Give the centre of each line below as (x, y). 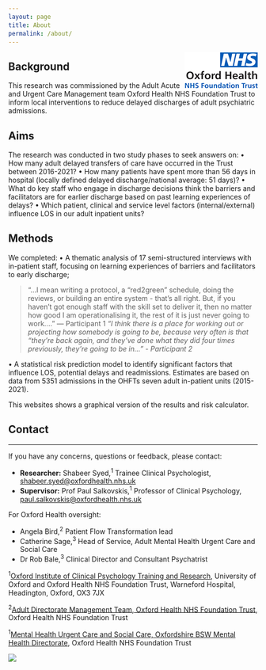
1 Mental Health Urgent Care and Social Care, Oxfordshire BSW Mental (122, 634)
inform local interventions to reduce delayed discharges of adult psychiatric (131, 102)
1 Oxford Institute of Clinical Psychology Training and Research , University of (132, 575)
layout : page (30, 17)
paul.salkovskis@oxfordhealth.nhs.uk (81, 499)
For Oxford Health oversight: (55, 514)
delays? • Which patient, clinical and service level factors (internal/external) (132, 205)
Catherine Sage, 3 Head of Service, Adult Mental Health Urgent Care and (137, 540)
